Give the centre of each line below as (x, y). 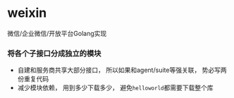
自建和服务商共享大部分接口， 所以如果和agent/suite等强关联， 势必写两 (122, 70)
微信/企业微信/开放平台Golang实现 (57, 33)
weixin (27, 13)
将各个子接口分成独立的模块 (54, 53)
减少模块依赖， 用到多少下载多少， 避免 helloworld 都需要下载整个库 (115, 88)
